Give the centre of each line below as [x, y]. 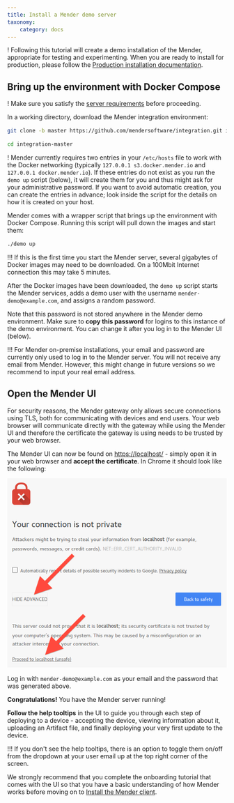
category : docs [42, 29]
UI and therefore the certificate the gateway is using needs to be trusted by [115, 433]
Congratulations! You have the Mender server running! [86, 700]
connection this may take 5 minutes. [59, 272]
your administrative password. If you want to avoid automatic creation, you [114, 187]
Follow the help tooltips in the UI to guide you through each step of [104, 713]
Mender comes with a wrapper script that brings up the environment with [112, 215]
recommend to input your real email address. [71, 372]
